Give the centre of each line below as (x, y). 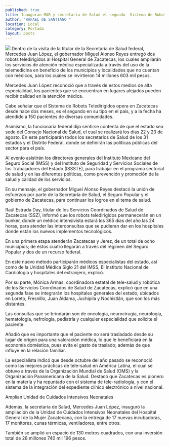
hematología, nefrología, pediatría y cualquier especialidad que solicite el (81, 319)
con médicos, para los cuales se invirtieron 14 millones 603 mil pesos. (78, 76)
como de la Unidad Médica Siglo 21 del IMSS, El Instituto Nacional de (77, 267)
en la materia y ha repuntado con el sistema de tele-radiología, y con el (79, 382)
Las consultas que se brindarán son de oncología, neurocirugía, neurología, (84, 314)
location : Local (22, 24)
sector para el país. (25, 148)
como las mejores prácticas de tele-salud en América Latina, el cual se (79, 366)
